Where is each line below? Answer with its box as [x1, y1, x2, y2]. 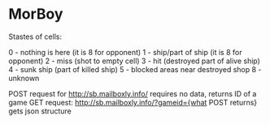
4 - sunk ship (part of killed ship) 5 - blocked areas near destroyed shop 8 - [8, 64, 262, 74]
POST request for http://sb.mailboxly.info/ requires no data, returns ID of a [8, 88, 257, 98]
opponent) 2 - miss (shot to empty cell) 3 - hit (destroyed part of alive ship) [8, 56, 260, 66]
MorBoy [8, 5, 63, 24]
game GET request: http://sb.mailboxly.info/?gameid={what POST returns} [8, 97, 258, 107]
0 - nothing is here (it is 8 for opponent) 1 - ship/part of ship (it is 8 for [8, 47, 242, 57]
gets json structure [8, 106, 72, 116]
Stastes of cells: [8, 32, 63, 41]
